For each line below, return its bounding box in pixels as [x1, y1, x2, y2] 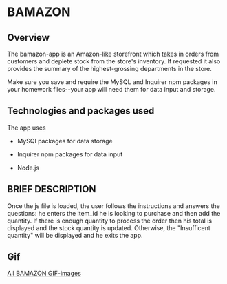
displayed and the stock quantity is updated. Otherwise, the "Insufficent [7, 223, 211, 232]
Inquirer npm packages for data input [17, 150, 123, 159]
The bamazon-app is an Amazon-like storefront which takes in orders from [7, 50, 219, 58]
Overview [7, 32, 50, 43]
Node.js [17, 163, 40, 172]
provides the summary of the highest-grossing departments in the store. [7, 65, 212, 72]
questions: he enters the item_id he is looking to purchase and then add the [7, 209, 221, 217]
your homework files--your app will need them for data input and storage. [7, 85, 216, 93]
